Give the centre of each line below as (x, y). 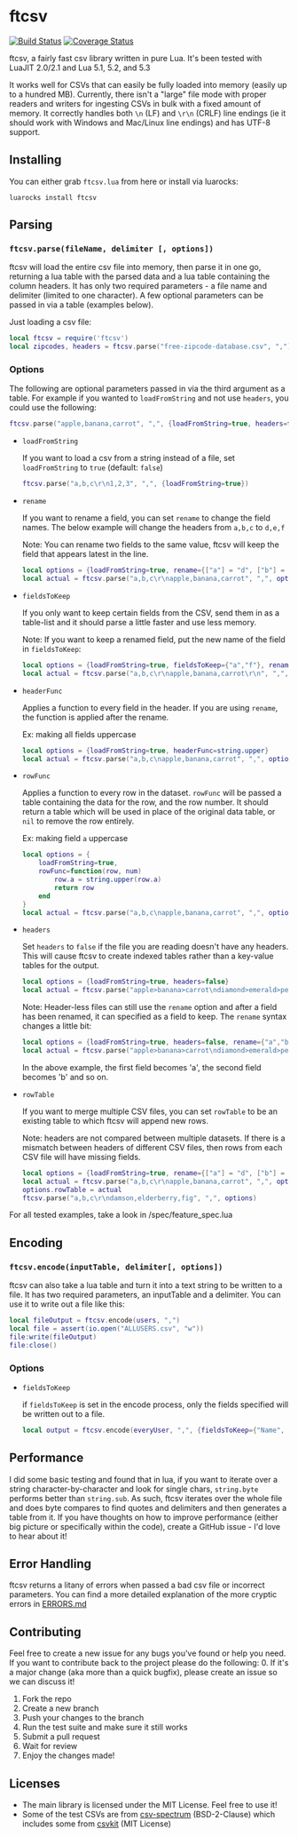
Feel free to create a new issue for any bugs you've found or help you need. (148, 1653)
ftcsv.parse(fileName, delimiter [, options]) (112, 249)
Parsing (31, 225)
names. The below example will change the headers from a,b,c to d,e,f (153, 528)
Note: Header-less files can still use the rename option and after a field (149, 1007)
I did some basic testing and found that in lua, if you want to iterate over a (143, 1479)
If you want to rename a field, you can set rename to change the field (146, 518)
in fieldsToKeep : (51, 648)
